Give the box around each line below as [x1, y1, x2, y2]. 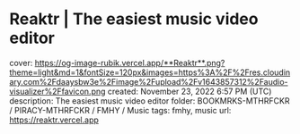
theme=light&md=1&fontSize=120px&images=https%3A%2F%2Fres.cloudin [9, 67, 291, 78]
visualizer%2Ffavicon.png [9, 86, 106, 96]
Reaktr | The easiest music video [9, 9, 259, 29]
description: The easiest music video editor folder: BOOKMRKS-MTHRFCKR [9, 95, 290, 106]
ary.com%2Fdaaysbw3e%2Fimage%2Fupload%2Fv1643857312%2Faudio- [9, 76, 289, 87]
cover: [9, 57, 33, 68]
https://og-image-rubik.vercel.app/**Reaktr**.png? [34, 57, 225, 68]
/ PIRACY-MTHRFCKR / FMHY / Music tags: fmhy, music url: [9, 105, 232, 115]
